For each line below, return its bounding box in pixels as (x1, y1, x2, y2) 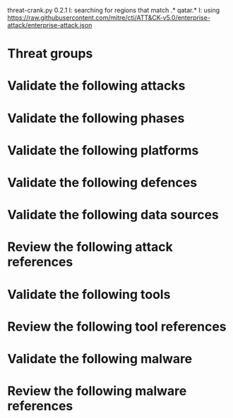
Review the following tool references (7, 319, 227, 334)
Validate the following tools (7, 286, 171, 302)
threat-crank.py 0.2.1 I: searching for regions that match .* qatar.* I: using (7, 6, 220, 14)
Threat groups (7, 46, 93, 62)
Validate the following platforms (7, 142, 199, 158)
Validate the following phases (7, 110, 185, 126)
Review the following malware (7, 383, 187, 399)
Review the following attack (7, 239, 173, 255)
